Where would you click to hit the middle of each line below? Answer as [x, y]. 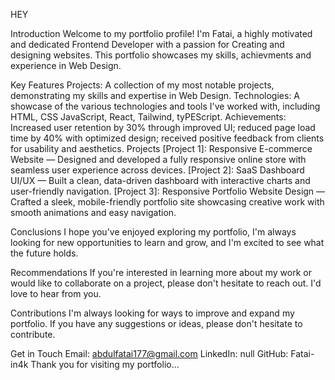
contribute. [33, 334]
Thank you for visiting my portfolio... [105, 364]
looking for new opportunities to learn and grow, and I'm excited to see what [167, 242]
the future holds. [44, 253]
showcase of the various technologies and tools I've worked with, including [165, 106]
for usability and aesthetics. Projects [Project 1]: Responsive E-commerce [161, 148]
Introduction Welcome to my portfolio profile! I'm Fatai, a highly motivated [161, 33]
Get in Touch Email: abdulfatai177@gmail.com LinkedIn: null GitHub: [149, 353]
